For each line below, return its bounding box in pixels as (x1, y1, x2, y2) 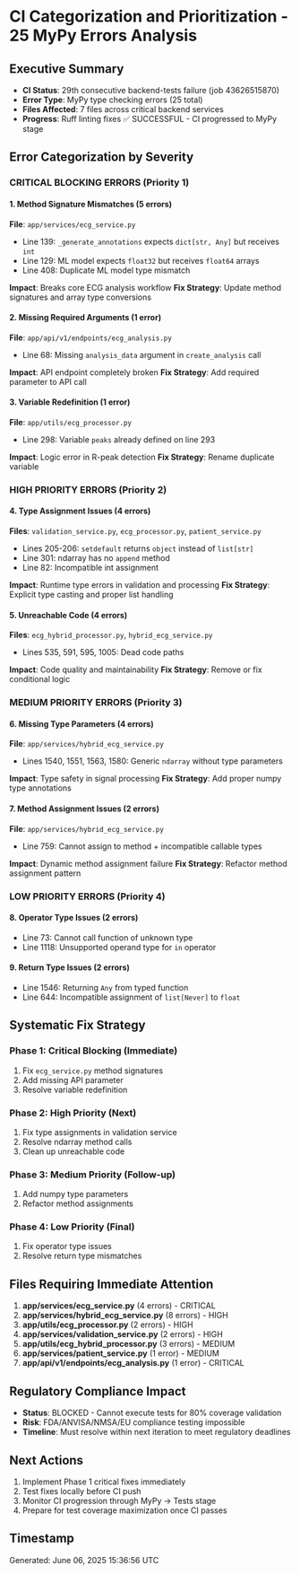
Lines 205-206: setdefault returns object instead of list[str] (21, 543, 254, 554)
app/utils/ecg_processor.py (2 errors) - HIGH (21, 1319, 194, 1330)
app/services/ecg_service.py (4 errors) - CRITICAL (21, 1300, 217, 1311)
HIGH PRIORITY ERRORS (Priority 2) (9, 483, 167, 495)
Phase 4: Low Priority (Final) (9, 1220, 135, 1233)
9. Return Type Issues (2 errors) (9, 962, 130, 973)
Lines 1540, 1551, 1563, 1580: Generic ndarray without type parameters (21, 756, 284, 766)
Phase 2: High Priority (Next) (9, 1106, 137, 1119)
